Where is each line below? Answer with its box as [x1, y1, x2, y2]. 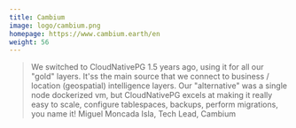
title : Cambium [9, 12, 66, 22]
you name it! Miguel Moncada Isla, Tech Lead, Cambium [30, 109, 237, 119]
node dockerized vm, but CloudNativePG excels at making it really [30, 90, 273, 101]
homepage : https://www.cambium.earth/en [9, 29, 161, 38]
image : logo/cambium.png [9, 21, 101, 30]
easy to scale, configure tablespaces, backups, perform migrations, [30, 99, 279, 110]
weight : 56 [9, 37, 50, 47]
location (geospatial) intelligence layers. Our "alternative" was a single [30, 80, 288, 91]
